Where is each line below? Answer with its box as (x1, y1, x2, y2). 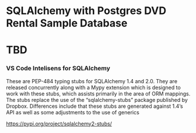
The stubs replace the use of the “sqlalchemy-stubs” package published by (6, 96, 188, 103)
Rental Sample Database (6, 16, 128, 30)
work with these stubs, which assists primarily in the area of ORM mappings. (6, 90, 191, 97)
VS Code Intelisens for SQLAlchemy (6, 64, 111, 73)
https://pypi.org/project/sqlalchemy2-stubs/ (6, 120, 112, 127)
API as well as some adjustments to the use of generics (6, 108, 139, 115)
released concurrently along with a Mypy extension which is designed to (6, 84, 181, 91)
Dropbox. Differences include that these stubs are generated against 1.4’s (6, 103, 183, 110)
